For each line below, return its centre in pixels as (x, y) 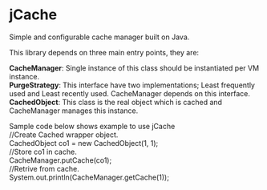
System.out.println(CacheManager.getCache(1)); (89, 177)
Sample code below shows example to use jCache (92, 126)
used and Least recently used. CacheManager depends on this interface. (130, 93)
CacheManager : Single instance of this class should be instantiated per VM (134, 68)
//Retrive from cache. (44, 168)
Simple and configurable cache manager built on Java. (99, 37)
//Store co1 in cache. (43, 152)
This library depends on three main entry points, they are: (104, 52)
